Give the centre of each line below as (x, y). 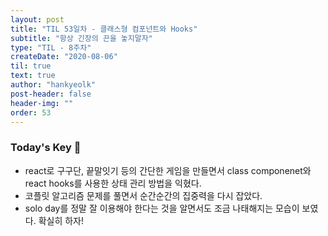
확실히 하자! (61, 220)
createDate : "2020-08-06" (64, 57)
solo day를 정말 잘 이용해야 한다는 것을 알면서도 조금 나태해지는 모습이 (162, 208)
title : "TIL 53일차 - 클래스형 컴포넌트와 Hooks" (104, 29)
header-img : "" (42, 103)
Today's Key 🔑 (46, 148)
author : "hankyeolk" (53, 85)
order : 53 (31, 112)
